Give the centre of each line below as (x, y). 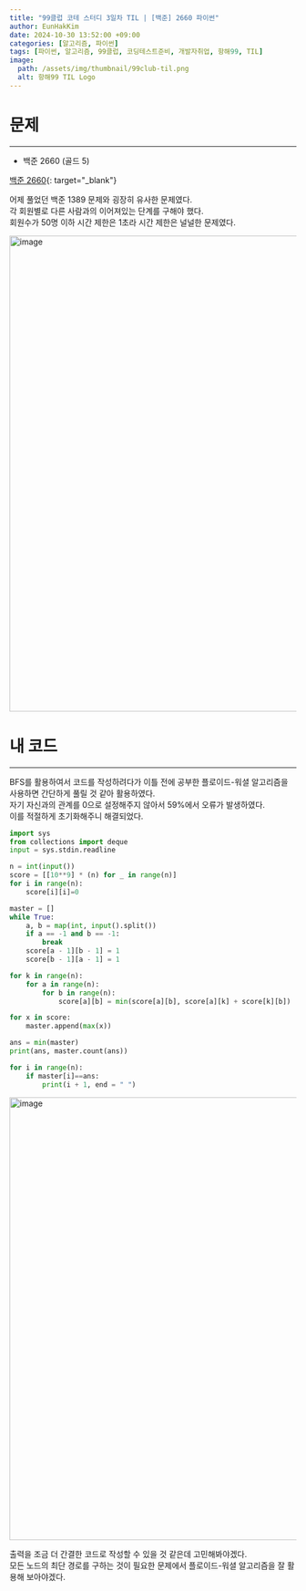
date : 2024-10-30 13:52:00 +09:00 (75, 35)
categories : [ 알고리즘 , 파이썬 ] (64, 43)
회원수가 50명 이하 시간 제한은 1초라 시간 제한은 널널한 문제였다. (123, 222)
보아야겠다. (46, 1576)
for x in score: (40, 1018)
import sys (30, 833)
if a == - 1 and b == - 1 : (73, 934)
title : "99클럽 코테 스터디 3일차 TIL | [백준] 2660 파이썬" (114, 18)
